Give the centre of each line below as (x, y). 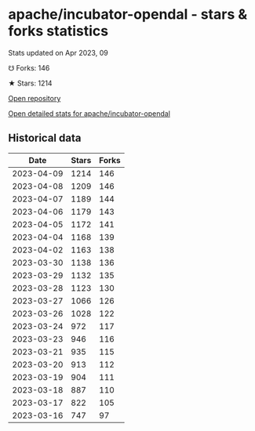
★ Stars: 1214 (30, 83)
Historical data (45, 138)
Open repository (35, 98)
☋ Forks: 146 (29, 67)
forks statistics (58, 31)
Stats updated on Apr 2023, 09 (58, 53)
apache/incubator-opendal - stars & (128, 14)
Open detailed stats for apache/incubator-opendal (89, 113)
